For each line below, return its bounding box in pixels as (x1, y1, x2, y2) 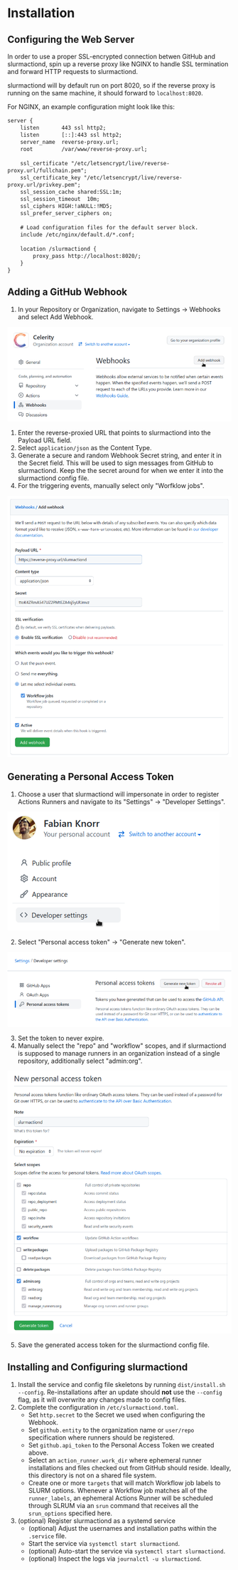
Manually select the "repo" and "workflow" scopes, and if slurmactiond (17, 1041, 227, 1050)
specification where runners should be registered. (28, 1433, 175, 1442)
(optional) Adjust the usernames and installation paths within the (28, 1524, 217, 1532)
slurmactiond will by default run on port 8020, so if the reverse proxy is (7, 81, 215, 90)
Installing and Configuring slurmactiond (7, 1361, 188, 1373)
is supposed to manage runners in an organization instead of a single (17, 1049, 220, 1057)
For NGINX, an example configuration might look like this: (7, 103, 175, 111)
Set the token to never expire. (17, 1034, 104, 1042)
